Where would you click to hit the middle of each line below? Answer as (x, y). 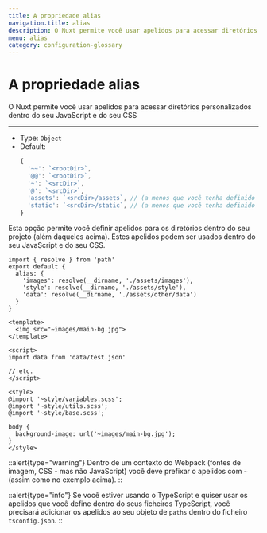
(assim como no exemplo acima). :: (66, 480)
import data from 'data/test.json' (67, 358)
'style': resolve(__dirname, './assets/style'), (104, 288)
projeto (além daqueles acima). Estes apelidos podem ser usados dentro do (132, 237)
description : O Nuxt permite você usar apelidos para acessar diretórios (133, 30)
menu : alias (28, 38)
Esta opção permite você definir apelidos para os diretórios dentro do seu (129, 229)
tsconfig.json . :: (36, 521)
